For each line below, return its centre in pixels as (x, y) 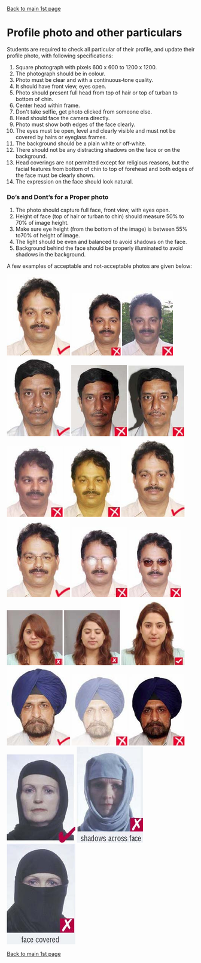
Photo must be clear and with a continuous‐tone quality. (84, 80)
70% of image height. (42, 223)
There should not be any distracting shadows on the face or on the (98, 149)
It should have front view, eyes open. (61, 86)
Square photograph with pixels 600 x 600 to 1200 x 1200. (86, 67)
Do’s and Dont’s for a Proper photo (58, 197)
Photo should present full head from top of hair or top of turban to (97, 93)
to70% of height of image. (48, 236)
